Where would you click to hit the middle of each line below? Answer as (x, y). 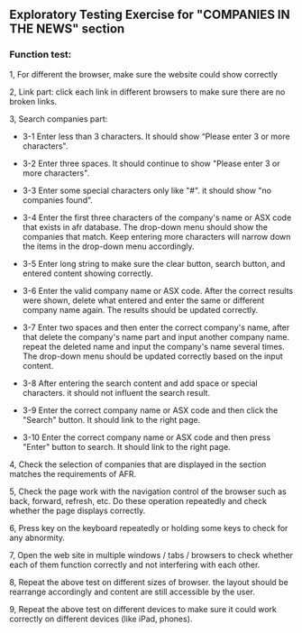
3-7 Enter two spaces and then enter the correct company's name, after (156, 327)
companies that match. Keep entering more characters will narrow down (156, 236)
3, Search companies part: (59, 119)
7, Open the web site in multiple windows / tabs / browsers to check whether (151, 555)
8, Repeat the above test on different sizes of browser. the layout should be (149, 582)
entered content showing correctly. (87, 273)
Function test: (41, 55)
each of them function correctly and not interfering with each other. (135, 564)
